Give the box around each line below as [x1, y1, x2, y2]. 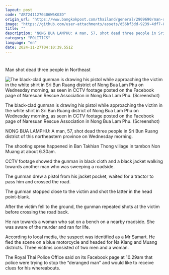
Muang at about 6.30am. [5, 148, 56, 154]
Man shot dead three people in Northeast [5, 66, 91, 73]
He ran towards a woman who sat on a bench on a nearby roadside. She [5, 219, 155, 225]
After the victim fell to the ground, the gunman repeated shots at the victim [5, 203, 160, 210]
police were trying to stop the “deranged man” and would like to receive [5, 259, 154, 265]
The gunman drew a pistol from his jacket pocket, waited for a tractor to [5, 173, 154, 179]
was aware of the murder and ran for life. [5, 224, 91, 230]
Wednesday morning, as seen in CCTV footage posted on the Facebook [5, 113, 154, 119]
